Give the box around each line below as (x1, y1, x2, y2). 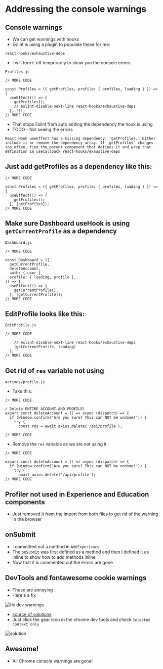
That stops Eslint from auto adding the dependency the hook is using (12, 121, 153, 127)
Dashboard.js (5, 240, 32, 245)
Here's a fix (12, 592, 36, 598)
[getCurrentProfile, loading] (14, 345, 77, 350)
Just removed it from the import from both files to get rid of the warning (12, 511, 159, 517)
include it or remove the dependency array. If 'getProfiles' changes (5, 140, 154, 145)
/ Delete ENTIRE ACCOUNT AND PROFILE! (5, 406, 85, 411)
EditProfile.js (5, 323, 37, 328)
